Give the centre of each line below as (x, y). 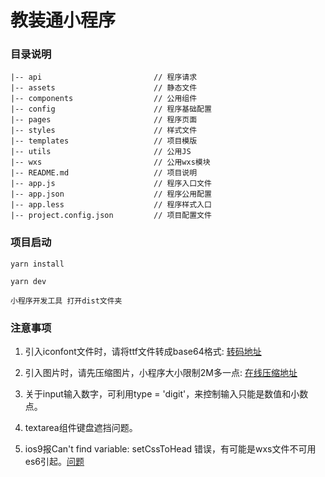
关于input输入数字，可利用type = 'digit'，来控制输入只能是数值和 (158, 394)
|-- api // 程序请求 (104, 77)
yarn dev (28, 281)
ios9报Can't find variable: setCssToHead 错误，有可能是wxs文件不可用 (170, 449)
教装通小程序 (63, 20)
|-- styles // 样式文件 (104, 131)
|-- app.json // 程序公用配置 (111, 194)
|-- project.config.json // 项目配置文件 (111, 216)
